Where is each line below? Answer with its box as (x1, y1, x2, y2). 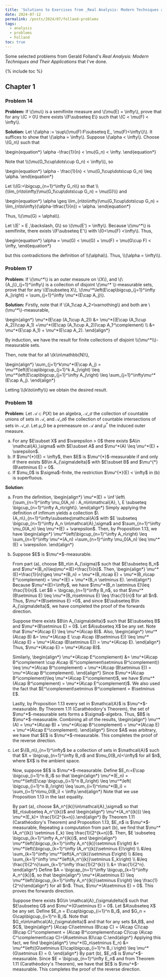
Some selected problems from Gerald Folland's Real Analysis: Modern (5, 53, 149, 59)
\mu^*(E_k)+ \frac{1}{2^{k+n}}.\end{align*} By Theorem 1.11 (12, 814, 135, 820)
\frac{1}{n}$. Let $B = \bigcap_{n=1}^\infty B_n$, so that (12, 587, 128, 593)
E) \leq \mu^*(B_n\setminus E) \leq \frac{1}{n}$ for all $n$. (38, 592, 158, 598)
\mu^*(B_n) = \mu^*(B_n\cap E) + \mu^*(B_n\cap (53, 571, 155, 577)
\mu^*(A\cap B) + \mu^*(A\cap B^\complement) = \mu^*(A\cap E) (24, 722, 160, 728)
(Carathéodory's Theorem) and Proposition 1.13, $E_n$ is (12, 819, 129, 825)
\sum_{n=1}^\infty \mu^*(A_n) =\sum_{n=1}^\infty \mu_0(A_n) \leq (12, 536, 147, 542)
